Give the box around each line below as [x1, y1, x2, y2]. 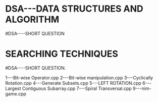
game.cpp [5, 90, 27, 96]
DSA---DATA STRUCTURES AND [5, 3, 144, 15]
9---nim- [133, 85, 151, 91]
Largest [5, 85, 21, 91]
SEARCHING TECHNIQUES [5, 48, 119, 60]
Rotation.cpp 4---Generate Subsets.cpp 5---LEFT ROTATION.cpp [5, 80, 141, 86]
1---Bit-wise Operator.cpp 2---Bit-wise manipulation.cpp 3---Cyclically [5, 74, 153, 81]
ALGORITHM [5, 14, 60, 25]
